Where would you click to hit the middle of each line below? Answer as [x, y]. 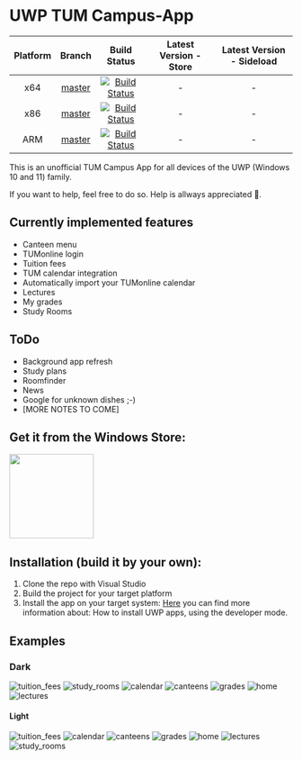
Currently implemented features [102, 223]
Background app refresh [67, 361]
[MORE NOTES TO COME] [71, 409]
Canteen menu [50, 244]
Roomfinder [44, 380]
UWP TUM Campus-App [102, 16]
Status [121, 61]
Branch [75, 55]
